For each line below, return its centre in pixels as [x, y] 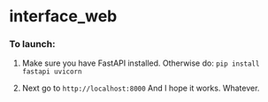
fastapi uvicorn [52, 72]
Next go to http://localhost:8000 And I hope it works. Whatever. [141, 88]
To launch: [32, 44]
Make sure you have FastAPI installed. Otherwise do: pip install [141, 63]
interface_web [63, 16]
